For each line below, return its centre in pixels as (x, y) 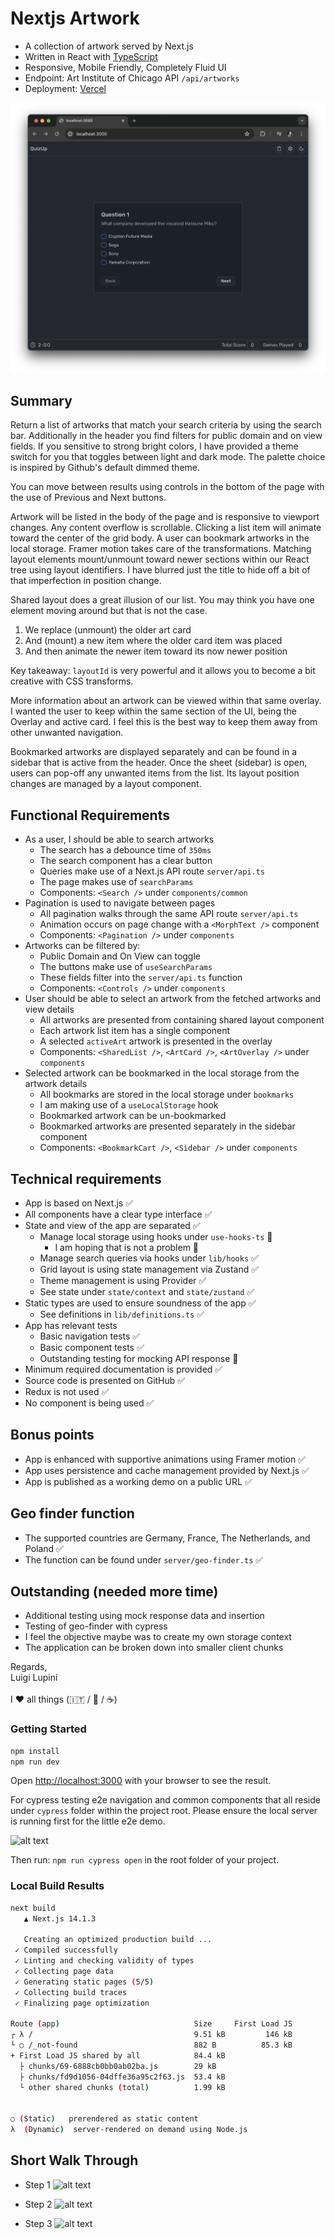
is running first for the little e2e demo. (88, 1821)
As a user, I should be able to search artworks (119, 839)
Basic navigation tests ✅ (90, 1336)
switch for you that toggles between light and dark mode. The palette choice (168, 457)
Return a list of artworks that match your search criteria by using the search (166, 425)
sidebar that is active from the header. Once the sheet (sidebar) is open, (159, 763)
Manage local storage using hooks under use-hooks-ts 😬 (156, 1236)
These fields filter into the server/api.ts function (141, 978)
